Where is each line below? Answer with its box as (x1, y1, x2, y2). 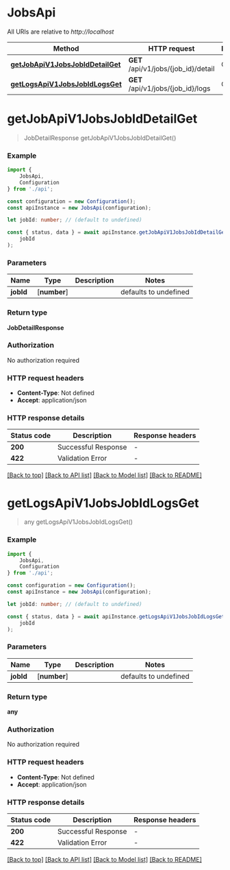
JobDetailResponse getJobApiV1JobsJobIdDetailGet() (23, 134, 177, 142)
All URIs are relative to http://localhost (7, 27, 114, 36)
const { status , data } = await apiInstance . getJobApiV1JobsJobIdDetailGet (7, 229, 228, 236)
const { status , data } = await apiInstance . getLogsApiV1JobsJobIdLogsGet (7, 613, 225, 620)
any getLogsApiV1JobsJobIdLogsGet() (23, 518, 133, 526)
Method (53, 43, 79, 53)
